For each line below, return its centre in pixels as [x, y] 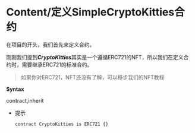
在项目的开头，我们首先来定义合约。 [51, 45]
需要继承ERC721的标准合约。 [57, 64]
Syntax [15, 89]
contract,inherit [25, 100]
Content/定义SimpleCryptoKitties [90, 12]
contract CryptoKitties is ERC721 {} [62, 124]
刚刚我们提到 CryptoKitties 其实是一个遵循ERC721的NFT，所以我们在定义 [95, 57]
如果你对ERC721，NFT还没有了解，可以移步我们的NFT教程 [92, 77]
